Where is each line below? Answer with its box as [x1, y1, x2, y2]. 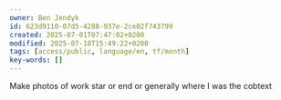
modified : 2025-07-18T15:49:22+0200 [9, 38, 149, 48]
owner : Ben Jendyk [9, 13, 79, 23]
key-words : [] [9, 55, 64, 65]
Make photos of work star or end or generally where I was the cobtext [9, 81, 272, 91]
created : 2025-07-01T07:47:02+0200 [9, 30, 145, 39]
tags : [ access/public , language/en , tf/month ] [9, 47, 190, 56]
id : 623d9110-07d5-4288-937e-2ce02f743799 [9, 22, 173, 31]
